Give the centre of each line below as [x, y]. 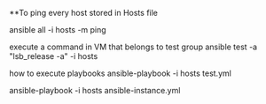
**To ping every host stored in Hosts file [83, 13]
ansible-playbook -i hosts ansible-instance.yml [95, 90]
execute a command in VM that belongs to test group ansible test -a [133, 47]
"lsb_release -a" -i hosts [54, 56]
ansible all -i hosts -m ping [58, 30]
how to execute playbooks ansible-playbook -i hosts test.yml [121, 73]
